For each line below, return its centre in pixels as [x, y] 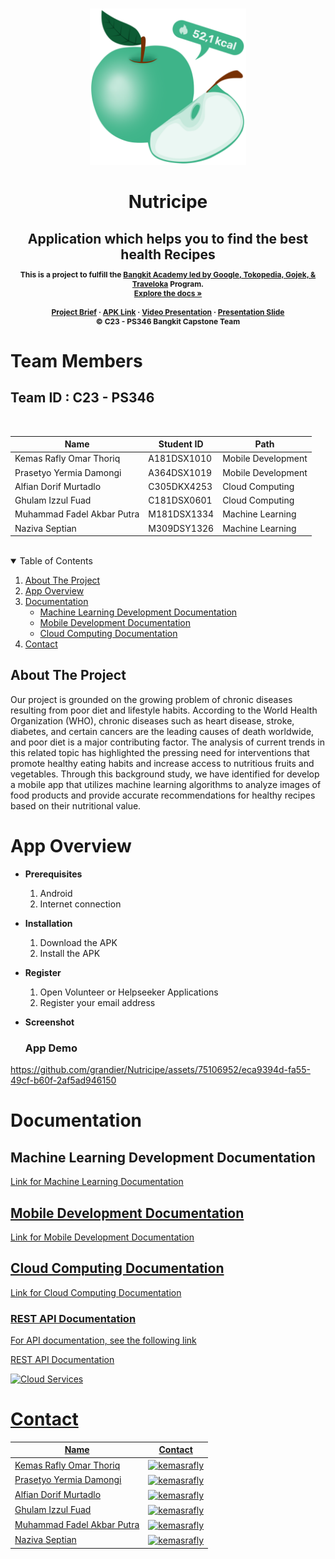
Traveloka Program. [168, 283]
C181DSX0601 [180, 500]
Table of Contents [56, 561]
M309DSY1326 [181, 528]
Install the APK [70, 953]
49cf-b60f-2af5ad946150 [63, 1080]
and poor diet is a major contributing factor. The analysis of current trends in [167, 742]
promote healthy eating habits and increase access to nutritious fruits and [162, 763]
